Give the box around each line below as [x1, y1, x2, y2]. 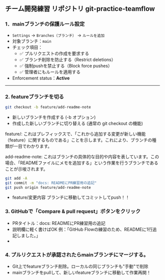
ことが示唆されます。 [5, 166, 48, 172]
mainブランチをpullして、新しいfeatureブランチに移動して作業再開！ [12, 270, 151, 276]
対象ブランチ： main [12, 38, 52, 44]
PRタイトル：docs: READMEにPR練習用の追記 [12, 220, 106, 226]
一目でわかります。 [13, 143, 53, 149]
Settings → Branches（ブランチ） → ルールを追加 [12, 32, 105, 38]
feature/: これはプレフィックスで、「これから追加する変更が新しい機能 [5, 131, 146, 137]
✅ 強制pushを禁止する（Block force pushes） [19, 63, 112, 69]
